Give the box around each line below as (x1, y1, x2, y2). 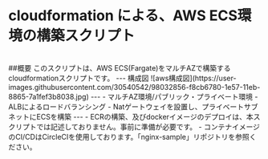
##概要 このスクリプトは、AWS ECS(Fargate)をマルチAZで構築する (8, 63, 231, 72)
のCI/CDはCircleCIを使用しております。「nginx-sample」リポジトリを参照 (8, 132, 250, 141)
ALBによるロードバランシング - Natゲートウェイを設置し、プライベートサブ (8, 101, 258, 112)
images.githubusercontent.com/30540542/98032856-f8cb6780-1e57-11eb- (8, 82, 261, 92)
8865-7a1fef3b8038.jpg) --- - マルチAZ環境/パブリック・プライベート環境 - (8, 92, 258, 101)
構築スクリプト (36, 26, 136, 45)
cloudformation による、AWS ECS (8, 6, 238, 25)
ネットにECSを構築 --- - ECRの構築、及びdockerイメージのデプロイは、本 (8, 112, 254, 121)
